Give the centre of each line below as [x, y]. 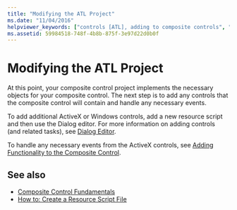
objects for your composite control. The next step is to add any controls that [118, 95]
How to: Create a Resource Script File [72, 199]
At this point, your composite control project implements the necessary [110, 88]
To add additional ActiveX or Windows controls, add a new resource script [115, 116]
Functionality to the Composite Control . [64, 153]
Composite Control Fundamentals [66, 192]
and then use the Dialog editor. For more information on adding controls [111, 124]
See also [26, 174]
